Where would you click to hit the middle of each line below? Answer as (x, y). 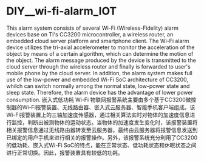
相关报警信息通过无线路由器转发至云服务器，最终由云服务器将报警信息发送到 (102, 130)
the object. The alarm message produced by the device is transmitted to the (101, 60)
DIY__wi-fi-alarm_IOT (62, 11)
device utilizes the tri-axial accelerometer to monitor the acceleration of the (100, 47)
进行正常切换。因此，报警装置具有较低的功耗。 (65, 152)
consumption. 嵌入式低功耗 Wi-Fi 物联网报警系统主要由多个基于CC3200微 (99, 100)
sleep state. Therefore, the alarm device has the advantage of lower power (100, 92)
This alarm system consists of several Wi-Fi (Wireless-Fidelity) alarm (93, 28)
